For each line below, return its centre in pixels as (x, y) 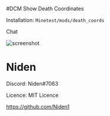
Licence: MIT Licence (33, 95)
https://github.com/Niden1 (38, 106)
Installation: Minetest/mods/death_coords (55, 20)
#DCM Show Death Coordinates (45, 9)
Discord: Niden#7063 (32, 83)
